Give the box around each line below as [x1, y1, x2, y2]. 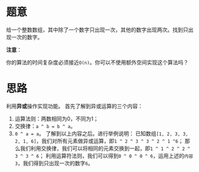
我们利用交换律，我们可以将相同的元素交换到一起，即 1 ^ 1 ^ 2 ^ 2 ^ [20, 145, 191, 152]
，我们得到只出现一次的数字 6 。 [17, 160, 94, 167]
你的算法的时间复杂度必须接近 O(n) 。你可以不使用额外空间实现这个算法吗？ [6, 59, 189, 66]
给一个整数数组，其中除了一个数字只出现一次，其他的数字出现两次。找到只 [6, 26, 188, 33]
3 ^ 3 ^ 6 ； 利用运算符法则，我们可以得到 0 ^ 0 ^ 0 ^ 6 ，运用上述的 [14, 152, 185, 159]
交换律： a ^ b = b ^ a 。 [14, 122, 76, 129]
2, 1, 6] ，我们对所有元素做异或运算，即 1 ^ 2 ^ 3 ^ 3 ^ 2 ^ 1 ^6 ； [14, 137, 184, 144]
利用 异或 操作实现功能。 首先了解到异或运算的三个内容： [6, 102, 143, 110]
